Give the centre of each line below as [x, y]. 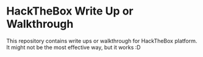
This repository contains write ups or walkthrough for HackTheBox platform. [102, 41]
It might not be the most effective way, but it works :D [74, 47]
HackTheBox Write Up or [70, 11]
